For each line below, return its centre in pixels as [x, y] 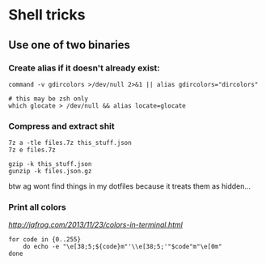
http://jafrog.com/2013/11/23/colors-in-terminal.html [96, 225]
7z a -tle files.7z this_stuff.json [70, 143]
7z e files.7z [32, 150]
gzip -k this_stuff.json [50, 164]
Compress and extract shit [61, 126]
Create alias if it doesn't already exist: [84, 68]
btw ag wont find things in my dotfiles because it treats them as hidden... [130, 186]
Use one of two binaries [70, 45]
